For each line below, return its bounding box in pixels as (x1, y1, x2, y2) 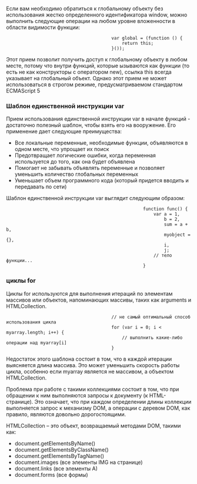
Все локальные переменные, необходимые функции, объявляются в (14, 139, 188, 146)
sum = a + (163, 221, 188, 228)
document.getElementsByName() (14, 440, 96, 447)
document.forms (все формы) (14, 471, 88, 478)
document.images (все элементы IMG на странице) (14, 459, 143, 466)
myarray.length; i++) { (6, 329, 65, 335)
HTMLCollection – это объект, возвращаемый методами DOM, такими (6, 422, 181, 429)
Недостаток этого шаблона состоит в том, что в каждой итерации (6, 355, 172, 362)
